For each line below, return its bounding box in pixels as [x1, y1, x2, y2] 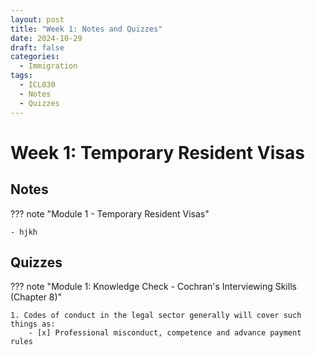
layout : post [10, 14, 65, 25]
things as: [10, 319, 56, 330]
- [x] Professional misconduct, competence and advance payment [28, 328, 302, 338]
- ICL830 [19, 80, 56, 90]
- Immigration [19, 61, 78, 71]
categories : [10, 52, 60, 62]
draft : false [10, 42, 65, 53]
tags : [10, 71, 33, 81]
